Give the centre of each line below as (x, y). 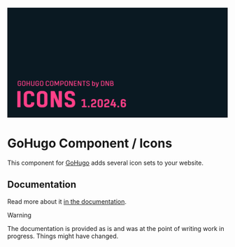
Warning (19, 215)
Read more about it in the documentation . (67, 201)
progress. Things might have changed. (63, 236)
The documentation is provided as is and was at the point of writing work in (116, 228)
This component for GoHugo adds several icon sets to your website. (106, 163)
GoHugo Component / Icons (90, 143)
